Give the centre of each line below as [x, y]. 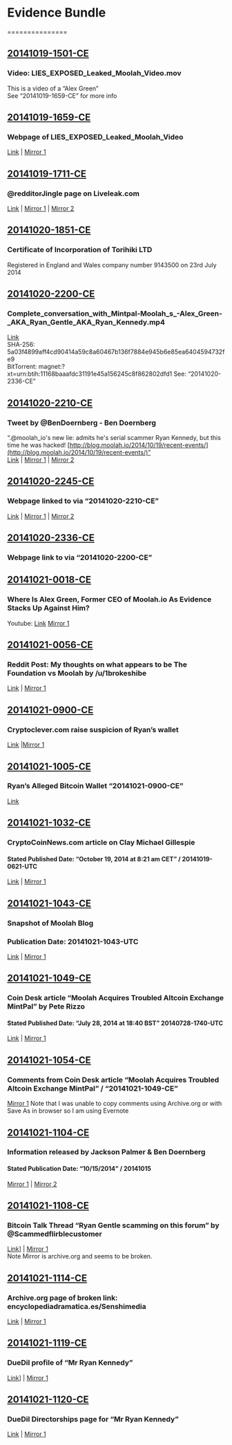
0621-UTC [22, 866]
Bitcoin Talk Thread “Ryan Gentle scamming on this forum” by [113, 1225]
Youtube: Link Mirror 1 [38, 623]
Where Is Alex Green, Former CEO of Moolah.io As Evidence [109, 600]
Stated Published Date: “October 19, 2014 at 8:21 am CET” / [94, 859]
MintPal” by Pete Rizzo [46, 1006]
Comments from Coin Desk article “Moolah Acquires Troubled [113, 1080]
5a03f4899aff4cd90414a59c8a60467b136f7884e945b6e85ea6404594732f [116, 352]
